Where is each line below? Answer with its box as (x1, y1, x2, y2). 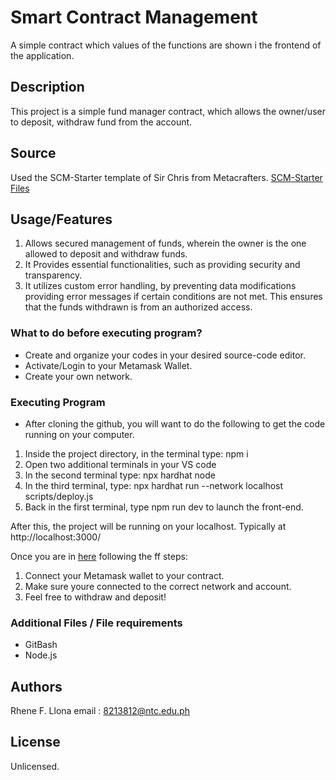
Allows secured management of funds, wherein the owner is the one (24, 237, 307, 250)
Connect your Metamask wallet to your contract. (24, 569, 225, 581)
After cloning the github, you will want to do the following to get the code (24, 417, 326, 430)
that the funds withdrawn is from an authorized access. (24, 301, 253, 313)
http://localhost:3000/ (10, 531, 102, 543)
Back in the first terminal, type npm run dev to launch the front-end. (24, 501, 304, 513)
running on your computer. (24, 428, 135, 440)
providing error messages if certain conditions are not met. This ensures (24, 291, 323, 303)
